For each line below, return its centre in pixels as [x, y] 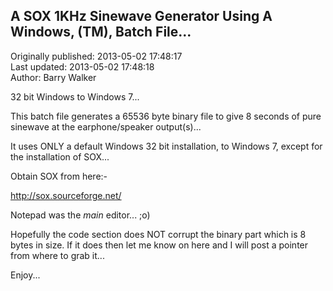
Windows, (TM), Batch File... [101, 32]
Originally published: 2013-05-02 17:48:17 [96, 56]
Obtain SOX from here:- [59, 176]
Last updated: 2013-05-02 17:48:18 [82, 66]
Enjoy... [25, 275]
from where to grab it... [57, 255]
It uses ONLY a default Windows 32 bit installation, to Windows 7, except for [166, 146]
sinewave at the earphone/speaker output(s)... [106, 126]
